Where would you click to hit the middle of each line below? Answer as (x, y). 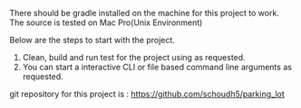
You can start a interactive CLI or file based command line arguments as (157, 67)
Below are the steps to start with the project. (92, 40)
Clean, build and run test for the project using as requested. (134, 57)
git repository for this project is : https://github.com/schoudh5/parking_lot (147, 94)
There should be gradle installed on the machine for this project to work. (144, 13)
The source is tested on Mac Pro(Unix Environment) (106, 22)
